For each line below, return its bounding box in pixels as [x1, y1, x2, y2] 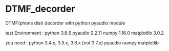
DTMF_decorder [5, 3, 75, 15]
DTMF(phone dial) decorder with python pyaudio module [5, 20, 125, 26]
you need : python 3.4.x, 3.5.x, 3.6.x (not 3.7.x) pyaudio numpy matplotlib [5, 39, 159, 46]
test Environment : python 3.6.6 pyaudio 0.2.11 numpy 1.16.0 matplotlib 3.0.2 [5, 30, 164, 36]
